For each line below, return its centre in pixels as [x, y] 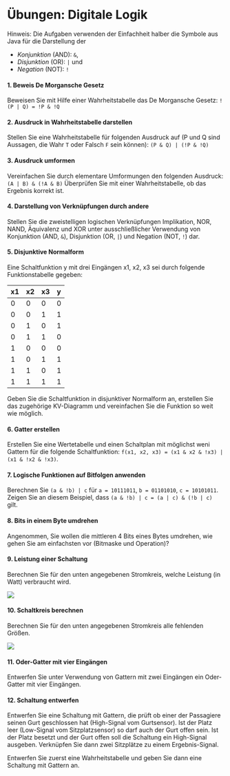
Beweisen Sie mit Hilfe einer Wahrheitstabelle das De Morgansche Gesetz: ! [115, 101]
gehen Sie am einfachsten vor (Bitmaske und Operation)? [88, 543]
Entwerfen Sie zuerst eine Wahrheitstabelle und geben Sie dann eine [104, 758]
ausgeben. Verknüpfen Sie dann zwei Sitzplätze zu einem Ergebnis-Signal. [113, 745]
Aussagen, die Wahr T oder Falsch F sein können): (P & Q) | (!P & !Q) [108, 145]
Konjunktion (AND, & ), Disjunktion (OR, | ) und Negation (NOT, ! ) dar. [104, 236]
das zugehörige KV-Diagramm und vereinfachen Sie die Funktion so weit [110, 406]
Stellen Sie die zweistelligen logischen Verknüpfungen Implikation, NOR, [109, 221]
